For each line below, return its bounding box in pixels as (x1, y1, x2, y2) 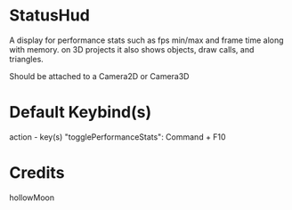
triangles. (9, 53, 45, 64)
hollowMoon (9, 192, 55, 203)
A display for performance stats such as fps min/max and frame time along (9, 35, 284, 45)
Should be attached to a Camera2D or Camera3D (9, 70, 190, 81)
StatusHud (9, 5, 91, 26)
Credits (9, 163, 65, 183)
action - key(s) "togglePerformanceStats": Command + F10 (9, 131, 226, 142)
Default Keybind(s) (9, 102, 152, 123)
